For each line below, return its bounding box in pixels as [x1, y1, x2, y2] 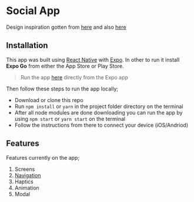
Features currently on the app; [6, 154, 80, 161]
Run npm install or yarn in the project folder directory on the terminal [14, 103, 183, 110]
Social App [6, 4, 61, 18]
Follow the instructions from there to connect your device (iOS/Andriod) [14, 122, 189, 129]
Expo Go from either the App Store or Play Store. [6, 62, 125, 69]
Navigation [14, 171, 41, 179]
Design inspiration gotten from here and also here [6, 23, 126, 31]
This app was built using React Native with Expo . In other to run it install [6, 56, 180, 63]
